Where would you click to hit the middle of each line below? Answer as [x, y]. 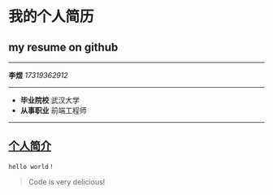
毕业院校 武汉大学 [50, 100]
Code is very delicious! [67, 182]
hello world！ [32, 167]
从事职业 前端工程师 [53, 110]
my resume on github [63, 47]
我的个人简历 [52, 17]
